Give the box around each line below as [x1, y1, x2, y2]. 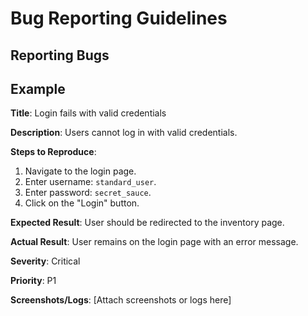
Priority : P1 [10, 275, 57, 287]
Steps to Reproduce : [10, 146, 97, 158]
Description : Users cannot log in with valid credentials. [10, 127, 238, 139]
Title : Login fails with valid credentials [10, 107, 167, 119]
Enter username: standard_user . [24, 176, 157, 188]
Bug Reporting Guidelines [10, 7, 228, 30]
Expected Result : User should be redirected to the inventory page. [10, 217, 285, 229]
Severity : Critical [10, 255, 81, 267]
